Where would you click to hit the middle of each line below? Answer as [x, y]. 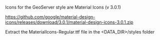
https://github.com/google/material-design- [50, 17]
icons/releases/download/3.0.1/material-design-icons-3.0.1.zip [69, 22]
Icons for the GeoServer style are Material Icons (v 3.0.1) [63, 7]
